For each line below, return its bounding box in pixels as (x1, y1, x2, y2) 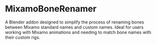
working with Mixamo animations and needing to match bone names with (5, 29, 152, 35)
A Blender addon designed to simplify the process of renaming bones (5, 19, 144, 25)
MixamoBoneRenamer (5, 3, 97, 14)
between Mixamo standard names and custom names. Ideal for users (5, 24, 144, 30)
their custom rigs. (5, 34, 40, 40)
